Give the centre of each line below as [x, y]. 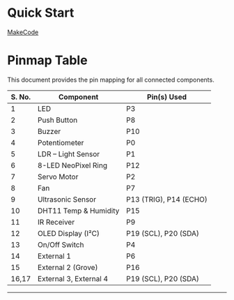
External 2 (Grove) [68, 267]
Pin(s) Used [167, 97]
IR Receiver [56, 222]
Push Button [57, 120]
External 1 [54, 256]
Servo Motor [58, 177]
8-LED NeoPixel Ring [72, 165]
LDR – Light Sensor [69, 153]
